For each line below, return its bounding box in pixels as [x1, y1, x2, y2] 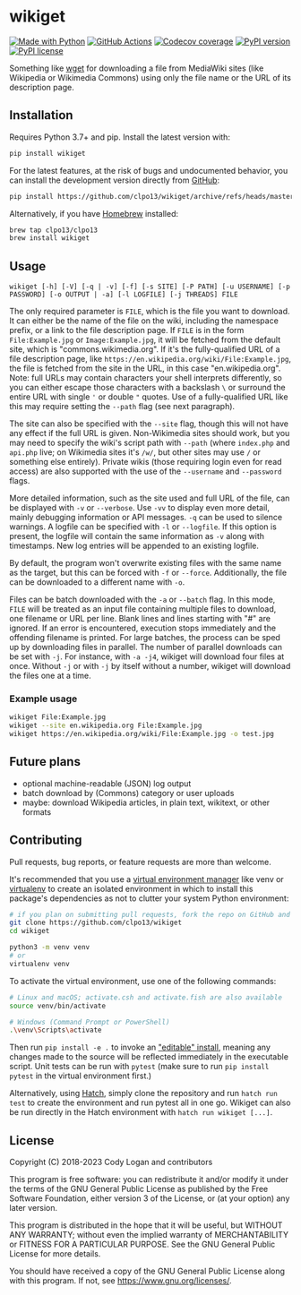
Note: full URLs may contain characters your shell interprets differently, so [9, 373, 282, 383]
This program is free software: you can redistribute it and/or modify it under [9, 1174, 288, 1185]
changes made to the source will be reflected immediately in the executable [9, 1051, 289, 1062]
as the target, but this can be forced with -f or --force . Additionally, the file [9, 567, 288, 579]
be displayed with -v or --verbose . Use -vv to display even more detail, [9, 502, 271, 513]
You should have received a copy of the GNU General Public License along [9, 1265, 285, 1277]
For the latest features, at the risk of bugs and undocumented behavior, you [9, 165, 288, 176]
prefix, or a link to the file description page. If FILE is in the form [9, 325, 245, 336]
